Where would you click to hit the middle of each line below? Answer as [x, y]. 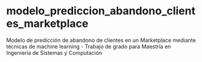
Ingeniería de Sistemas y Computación [54, 52]
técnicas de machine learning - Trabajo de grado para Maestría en [89, 46]
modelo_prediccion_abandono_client [101, 11]
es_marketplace [47, 24]
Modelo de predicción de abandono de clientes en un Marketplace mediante [101, 40]
